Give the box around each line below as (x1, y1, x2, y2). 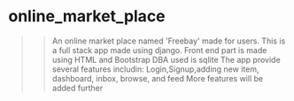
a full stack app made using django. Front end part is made (51, 44, 267, 55)
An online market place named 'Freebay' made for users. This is (51, 35, 286, 46)
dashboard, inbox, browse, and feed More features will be (51, 73, 263, 83)
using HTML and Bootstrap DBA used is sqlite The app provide (51, 54, 281, 65)
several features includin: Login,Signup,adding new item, (51, 64, 259, 74)
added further (51, 82, 104, 93)
